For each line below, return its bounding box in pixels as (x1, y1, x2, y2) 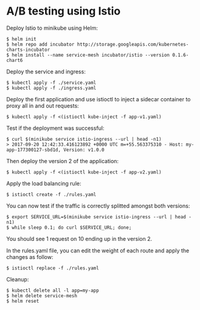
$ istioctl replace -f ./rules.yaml (6, 265, 99, 271)
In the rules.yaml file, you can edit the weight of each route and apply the (6, 247, 190, 254)
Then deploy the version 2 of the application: (6, 157, 119, 164)
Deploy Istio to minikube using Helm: (6, 24, 98, 32)
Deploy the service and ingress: (6, 68, 86, 75)
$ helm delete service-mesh (6, 292, 78, 298)
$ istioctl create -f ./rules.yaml (6, 191, 97, 198)
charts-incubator (6, 47, 50, 53)
